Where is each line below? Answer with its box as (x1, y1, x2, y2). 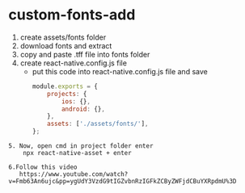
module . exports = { (32, 82, 99, 90)
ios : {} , (61, 97, 91, 106)
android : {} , (61, 105, 105, 113)
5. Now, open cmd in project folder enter (8, 142, 154, 150)
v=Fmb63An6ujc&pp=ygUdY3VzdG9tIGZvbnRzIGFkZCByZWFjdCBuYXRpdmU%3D (8, 178, 237, 186)
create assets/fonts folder (19, 32, 107, 42)
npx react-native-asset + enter (23, 149, 132, 157)
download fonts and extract (19, 40, 112, 50)
